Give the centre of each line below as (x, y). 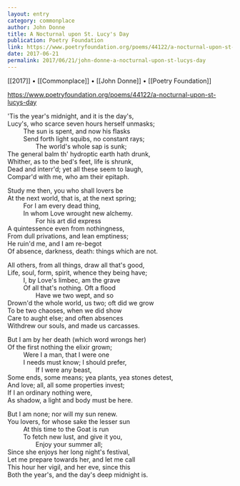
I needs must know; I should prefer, (75, 362)
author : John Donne (36, 27)
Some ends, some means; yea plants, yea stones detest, (90, 377)
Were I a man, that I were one (66, 355)
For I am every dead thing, (62, 206)
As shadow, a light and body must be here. (70, 400)
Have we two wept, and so (75, 295)
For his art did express (68, 221)
